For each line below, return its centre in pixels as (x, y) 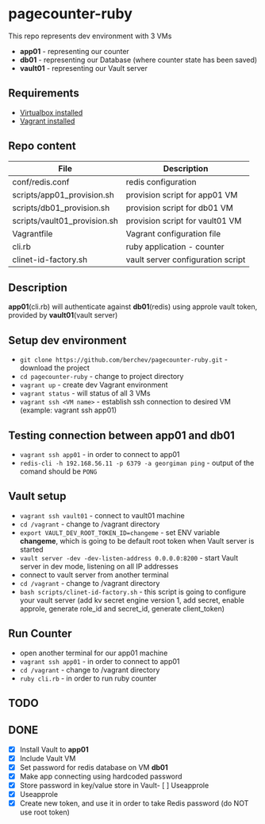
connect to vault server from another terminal (94, 575)
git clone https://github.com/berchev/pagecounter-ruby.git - (124, 360)
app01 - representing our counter (74, 51)
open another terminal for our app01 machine (94, 653)
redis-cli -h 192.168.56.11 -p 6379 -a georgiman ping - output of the (137, 463)
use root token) (44, 812)
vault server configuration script (186, 260)
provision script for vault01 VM (184, 221)
